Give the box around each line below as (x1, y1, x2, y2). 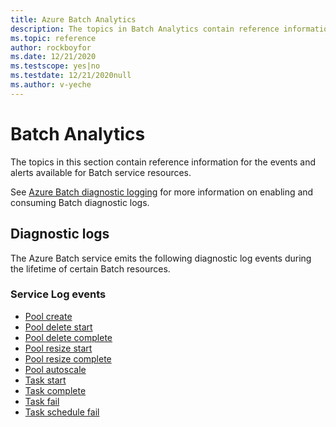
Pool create (24, 310, 73, 322)
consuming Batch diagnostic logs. (10, 196, 150, 208)
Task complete (24, 384, 87, 396)
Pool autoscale (24, 363, 87, 375)
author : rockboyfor (10, 42, 92, 53)
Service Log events (10, 287, 107, 301)
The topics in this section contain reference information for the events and (10, 156, 317, 168)
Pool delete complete (24, 331, 113, 343)
